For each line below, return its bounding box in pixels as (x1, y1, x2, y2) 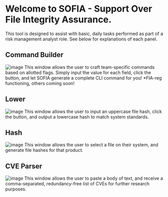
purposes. (5, 186, 27, 192)
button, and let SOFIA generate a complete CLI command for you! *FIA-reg (5, 74, 162, 81)
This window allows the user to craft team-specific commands (24, 64, 155, 70)
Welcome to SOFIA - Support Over (5, 3, 152, 15)
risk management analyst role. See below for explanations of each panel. (5, 36, 158, 42)
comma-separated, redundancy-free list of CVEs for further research (5, 181, 150, 187)
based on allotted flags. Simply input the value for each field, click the (5, 69, 151, 75)
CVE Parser (5, 162, 42, 170)
